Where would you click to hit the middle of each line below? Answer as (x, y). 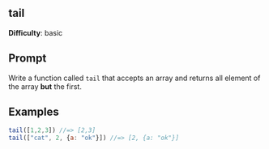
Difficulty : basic (36, 32)
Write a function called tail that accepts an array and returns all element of (134, 78)
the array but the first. (45, 86)
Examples (34, 112)
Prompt (28, 59)
